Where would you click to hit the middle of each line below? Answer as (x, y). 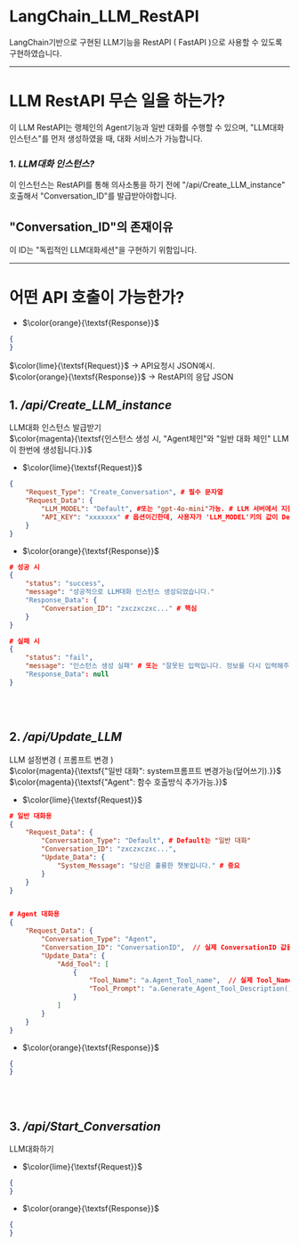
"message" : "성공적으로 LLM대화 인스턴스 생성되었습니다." (120, 592)
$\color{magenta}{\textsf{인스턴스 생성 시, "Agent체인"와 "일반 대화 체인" (140, 439)
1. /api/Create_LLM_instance (90, 406)
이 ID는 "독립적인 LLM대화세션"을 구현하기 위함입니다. (103, 249)
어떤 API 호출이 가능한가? (97, 298)
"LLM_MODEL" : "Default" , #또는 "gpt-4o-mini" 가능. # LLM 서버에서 (159, 509)
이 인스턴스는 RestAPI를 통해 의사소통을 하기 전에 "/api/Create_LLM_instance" (147, 185)
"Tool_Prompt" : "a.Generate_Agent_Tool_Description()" (192, 989)
